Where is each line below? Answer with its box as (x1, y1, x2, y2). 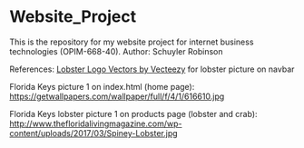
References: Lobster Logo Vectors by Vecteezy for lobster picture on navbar (9, 64, 295, 74)
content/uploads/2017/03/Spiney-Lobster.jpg (9, 127, 179, 138)
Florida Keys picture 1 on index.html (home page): (9, 81, 195, 92)
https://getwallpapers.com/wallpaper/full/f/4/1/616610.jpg (9, 91, 225, 102)
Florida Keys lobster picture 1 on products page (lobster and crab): (9, 108, 258, 119)
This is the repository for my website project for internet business (9, 36, 254, 47)
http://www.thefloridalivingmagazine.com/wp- (9, 118, 182, 129)
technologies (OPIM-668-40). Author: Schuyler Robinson (9, 45, 223, 56)
